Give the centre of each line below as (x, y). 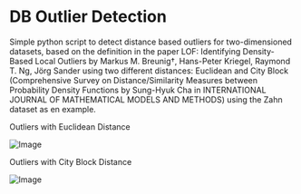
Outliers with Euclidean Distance (70, 126)
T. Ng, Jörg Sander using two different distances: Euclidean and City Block (149, 71)
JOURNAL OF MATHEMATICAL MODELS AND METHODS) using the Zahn (146, 99)
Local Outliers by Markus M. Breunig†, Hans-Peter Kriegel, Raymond (163, 61)
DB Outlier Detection (88, 17)
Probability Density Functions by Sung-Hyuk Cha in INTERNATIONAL (138, 90)
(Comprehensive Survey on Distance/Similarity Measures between (134, 80)
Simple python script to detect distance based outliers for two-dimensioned (151, 42)
